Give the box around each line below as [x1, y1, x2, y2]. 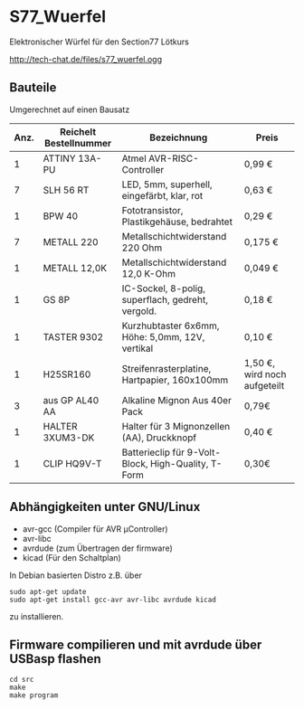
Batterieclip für [121, 446, 185, 458]
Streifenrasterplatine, [121, 362, 212, 374]
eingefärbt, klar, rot [121, 189, 204, 202]
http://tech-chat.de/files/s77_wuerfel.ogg [9, 53, 163, 64]
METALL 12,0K [43, 261, 108, 274]
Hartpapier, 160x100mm [121, 373, 229, 386]
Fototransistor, [121, 203, 184, 216]
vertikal [121, 342, 154, 354]
